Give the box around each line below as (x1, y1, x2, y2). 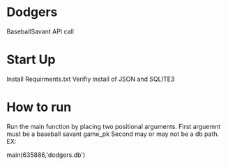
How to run (6, 99, 72, 115)
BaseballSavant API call (6, 27, 75, 36)
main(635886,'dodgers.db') (6, 151, 86, 159)
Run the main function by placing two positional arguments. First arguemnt (6, 122, 221, 130)
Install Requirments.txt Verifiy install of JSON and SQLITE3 (6, 75, 175, 83)
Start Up (6, 52, 56, 68)
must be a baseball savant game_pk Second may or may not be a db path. (6, 130, 220, 138)
